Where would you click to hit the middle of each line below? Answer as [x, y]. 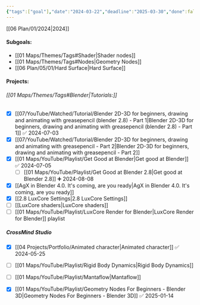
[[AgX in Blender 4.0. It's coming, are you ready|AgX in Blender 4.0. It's [102, 185]
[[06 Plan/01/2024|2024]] [38, 28]
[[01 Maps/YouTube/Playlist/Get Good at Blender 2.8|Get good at [103, 172]
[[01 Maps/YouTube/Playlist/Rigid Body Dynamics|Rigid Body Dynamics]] [104, 265]
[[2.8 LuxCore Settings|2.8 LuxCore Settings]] [71, 198]
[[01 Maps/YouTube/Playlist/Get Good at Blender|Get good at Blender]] [101, 158]
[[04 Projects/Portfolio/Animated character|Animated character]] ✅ [97, 247]
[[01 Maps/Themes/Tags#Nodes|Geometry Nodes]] [78, 61]
